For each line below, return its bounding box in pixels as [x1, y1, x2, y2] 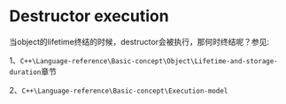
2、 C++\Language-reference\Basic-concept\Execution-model [9, 85, 228, 95]
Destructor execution [9, 6, 170, 26]
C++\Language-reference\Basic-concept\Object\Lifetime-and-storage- [19, 56, 279, 65]
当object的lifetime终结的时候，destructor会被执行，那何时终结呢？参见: [9, 36, 270, 47]
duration [9, 68, 42, 77]
